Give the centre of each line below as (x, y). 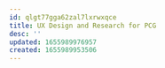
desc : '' (25, 34)
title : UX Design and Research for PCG (83, 26)
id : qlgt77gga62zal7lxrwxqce (63, 17)
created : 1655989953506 (53, 50)
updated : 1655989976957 (53, 42)
